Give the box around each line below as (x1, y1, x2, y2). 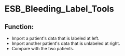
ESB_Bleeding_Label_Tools (4, 3, 114, 14)
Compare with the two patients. (11, 46, 74, 51)
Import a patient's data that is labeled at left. (11, 35, 99, 41)
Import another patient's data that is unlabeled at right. (11, 41, 120, 46)
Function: (4, 23, 34, 31)
